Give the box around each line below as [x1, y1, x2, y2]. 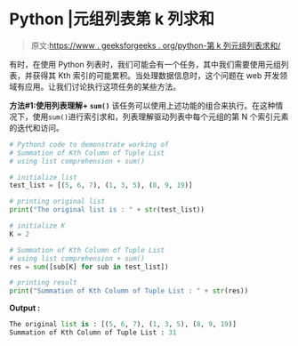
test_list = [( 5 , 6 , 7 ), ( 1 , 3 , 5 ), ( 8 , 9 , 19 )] [9, 181, 193, 190]
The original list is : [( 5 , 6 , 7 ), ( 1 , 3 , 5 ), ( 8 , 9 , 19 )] [9, 320, 238, 329]
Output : [9, 302, 41, 313]
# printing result [9, 278, 77, 287]
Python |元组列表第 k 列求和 [9, 9, 215, 29]
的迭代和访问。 [9, 122, 64, 133]
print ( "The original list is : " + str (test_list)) [9, 205, 205, 214]
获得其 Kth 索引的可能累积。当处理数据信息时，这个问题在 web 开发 [32, 69, 280, 81]
